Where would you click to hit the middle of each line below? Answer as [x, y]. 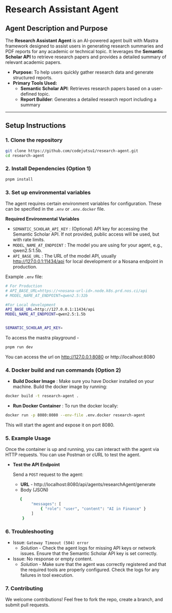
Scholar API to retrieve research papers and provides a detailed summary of [86, 57]
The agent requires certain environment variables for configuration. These [83, 203]
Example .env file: [24, 277]
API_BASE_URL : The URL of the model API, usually [64, 256]
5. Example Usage [28, 438]
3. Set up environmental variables [48, 192]
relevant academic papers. [34, 62]
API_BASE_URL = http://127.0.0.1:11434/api [50, 310]
